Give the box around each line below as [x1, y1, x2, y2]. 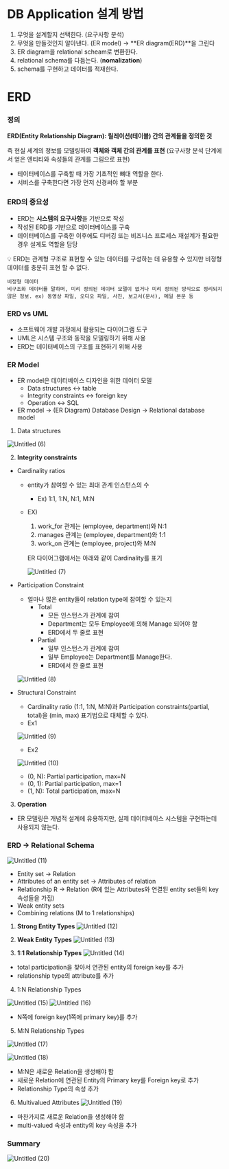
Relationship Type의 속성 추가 [16, 1084, 99, 1093]
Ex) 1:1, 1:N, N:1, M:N [37, 494, 95, 503]
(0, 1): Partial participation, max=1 [27, 780, 122, 788]
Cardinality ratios [16, 467, 66, 475]
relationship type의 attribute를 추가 [16, 971, 114, 980]
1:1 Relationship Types [16, 948, 82, 957]
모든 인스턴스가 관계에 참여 [47, 611, 120, 620]
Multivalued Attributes [16, 1098, 80, 1106]
